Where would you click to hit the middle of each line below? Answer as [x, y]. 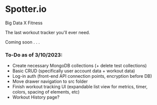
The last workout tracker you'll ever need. [48, 32]
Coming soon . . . [23, 42]
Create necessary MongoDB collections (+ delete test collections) [79, 66]
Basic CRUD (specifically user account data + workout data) [74, 71]
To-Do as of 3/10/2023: [34, 54]
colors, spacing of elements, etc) [46, 92]
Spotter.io [26, 9]
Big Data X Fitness [24, 23]
